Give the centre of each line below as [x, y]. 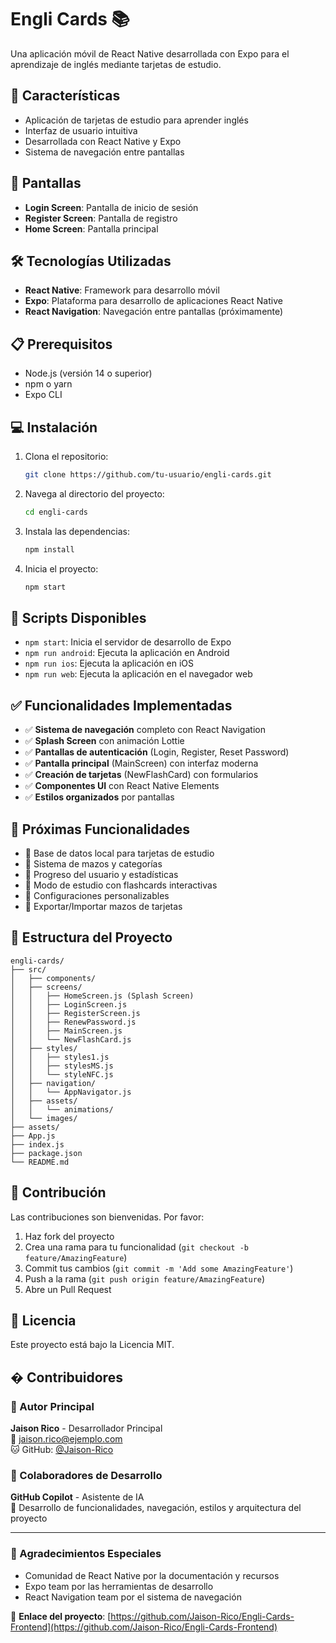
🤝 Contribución [58, 1192]
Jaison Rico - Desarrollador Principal [86, 1428]
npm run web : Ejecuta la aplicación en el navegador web [138, 674]
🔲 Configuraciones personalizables [97, 895]
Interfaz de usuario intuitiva [81, 130]
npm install [49, 549]
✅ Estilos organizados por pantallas [99, 797]
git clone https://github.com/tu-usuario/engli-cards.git [148, 475]
